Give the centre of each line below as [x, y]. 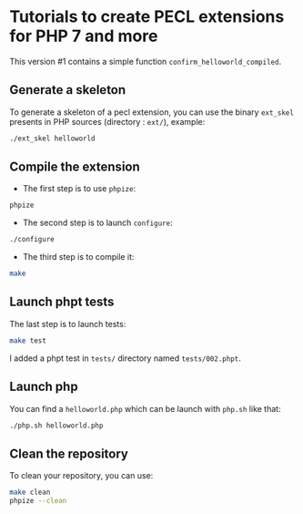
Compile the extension [75, 167]
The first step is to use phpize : [79, 189]
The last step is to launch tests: [68, 324]
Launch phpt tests [62, 302]
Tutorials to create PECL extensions [147, 17]
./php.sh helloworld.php [56, 426]
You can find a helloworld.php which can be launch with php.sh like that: [145, 408]
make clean [30, 493]
